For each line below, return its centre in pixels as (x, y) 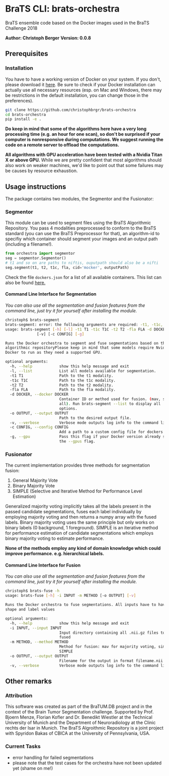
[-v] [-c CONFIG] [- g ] (61, 334)
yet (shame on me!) (33, 768)
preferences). (19, 100)
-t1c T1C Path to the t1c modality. (63, 380)
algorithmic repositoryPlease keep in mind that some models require (80, 348)
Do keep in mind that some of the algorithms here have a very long (76, 129)
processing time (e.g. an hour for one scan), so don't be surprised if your (83, 134)
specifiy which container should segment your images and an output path (81, 239)
